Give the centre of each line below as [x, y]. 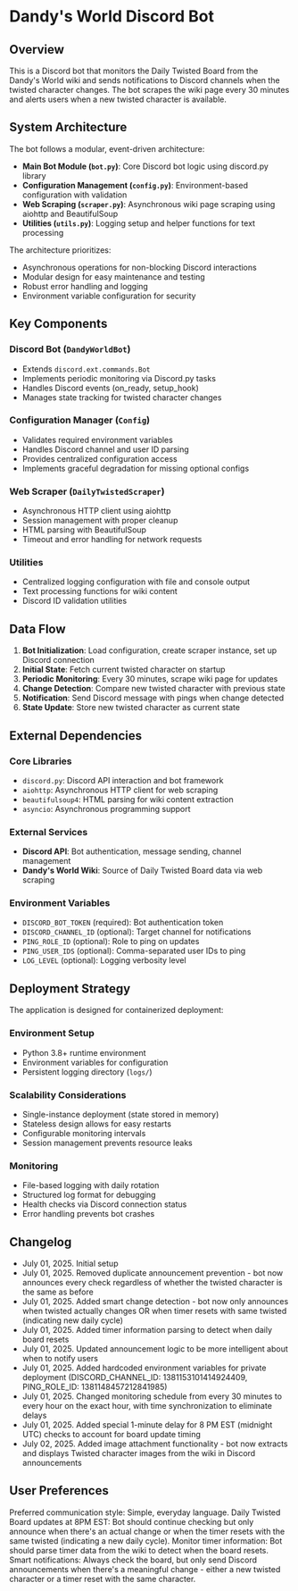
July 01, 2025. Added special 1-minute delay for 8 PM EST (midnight [147, 1425]
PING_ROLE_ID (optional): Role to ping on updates [111, 942]
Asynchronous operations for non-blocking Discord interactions [139, 267]
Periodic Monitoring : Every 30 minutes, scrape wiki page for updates [150, 679]
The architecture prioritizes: [60, 250]
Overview [37, 50]
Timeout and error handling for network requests [112, 540]
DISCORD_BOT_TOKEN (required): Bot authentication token [123, 923]
